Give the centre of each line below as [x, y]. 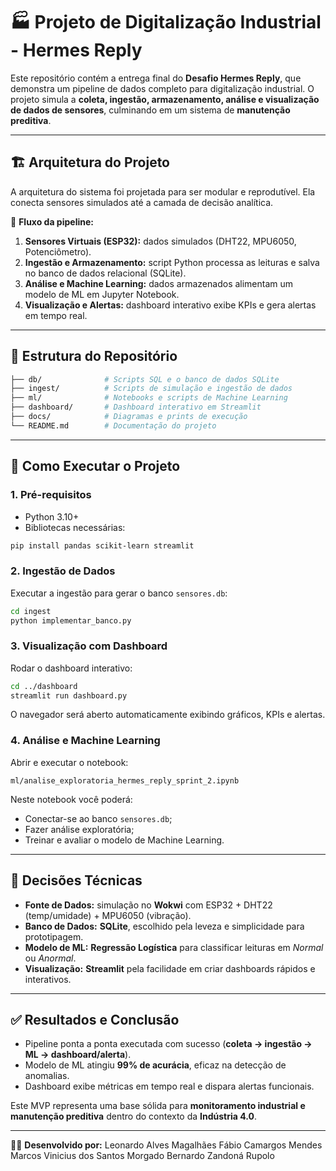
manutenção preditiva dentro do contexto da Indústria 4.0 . [133, 1116]
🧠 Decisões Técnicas [76, 880]
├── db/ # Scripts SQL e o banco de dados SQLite [145, 379]
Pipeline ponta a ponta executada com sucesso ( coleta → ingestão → [168, 1044]
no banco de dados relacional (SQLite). [105, 273]
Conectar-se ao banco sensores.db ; [98, 818]
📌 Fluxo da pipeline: [52, 221]
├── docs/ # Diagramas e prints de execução [129, 417]
